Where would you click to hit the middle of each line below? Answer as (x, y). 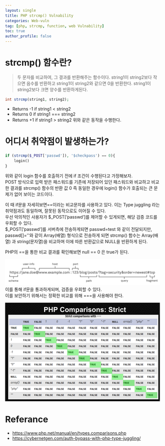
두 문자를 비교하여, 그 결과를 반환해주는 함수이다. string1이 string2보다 (84, 77)
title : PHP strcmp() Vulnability (39, 15)
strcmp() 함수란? (39, 63)
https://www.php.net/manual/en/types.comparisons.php (69, 433)
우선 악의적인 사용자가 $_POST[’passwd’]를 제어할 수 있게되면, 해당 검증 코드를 (81, 217)
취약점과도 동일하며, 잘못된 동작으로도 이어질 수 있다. (55, 211)
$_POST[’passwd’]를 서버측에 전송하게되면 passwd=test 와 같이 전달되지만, (79, 229)
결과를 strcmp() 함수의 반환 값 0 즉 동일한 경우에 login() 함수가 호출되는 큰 (82, 188)
